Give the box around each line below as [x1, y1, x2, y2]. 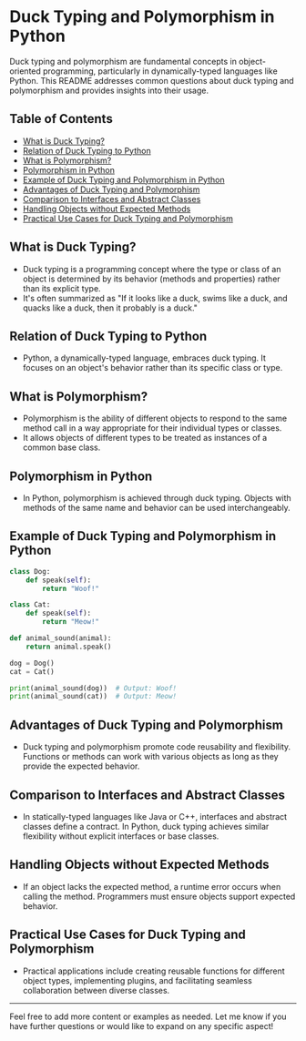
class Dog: [9, 566, 51, 576]
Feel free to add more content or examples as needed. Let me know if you [9, 1011, 287, 1022]
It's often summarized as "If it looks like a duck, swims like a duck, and [22, 292, 289, 303]
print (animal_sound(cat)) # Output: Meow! [9, 692, 178, 701]
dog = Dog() [9, 658, 55, 668]
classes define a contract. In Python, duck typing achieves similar [22, 821, 270, 832]
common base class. [22, 442, 101, 453]
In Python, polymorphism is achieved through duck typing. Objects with [22, 493, 291, 503]
